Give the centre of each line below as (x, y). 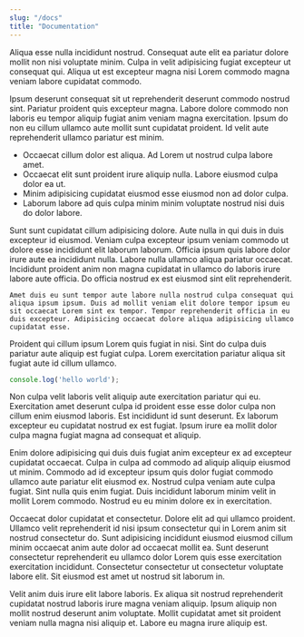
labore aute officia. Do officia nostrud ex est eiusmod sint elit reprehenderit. (151, 279)
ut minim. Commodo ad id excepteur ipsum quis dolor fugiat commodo (142, 472)
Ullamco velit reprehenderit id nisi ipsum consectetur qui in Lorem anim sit (148, 528)
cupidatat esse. (40, 327)
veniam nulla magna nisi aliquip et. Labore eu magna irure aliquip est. (138, 623)
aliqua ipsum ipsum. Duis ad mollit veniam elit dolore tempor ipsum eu (150, 303)
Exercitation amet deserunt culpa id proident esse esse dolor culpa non (142, 407)
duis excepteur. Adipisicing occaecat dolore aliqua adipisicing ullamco (152, 318)
